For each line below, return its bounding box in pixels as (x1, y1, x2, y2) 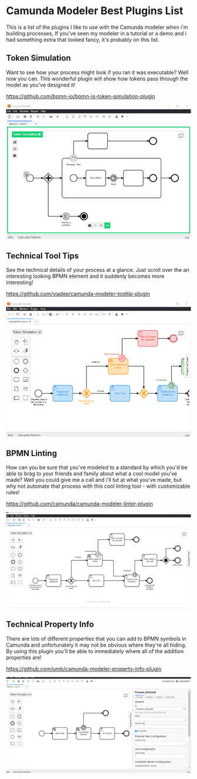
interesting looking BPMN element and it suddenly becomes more (6, 272, 165, 279)
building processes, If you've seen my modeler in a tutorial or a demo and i (6, 29, 186, 36)
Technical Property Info (6, 620, 94, 630)
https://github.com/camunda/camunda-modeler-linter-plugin (6, 500, 154, 507)
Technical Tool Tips (6, 251, 79, 261)
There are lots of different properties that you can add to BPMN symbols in (6, 635, 186, 642)
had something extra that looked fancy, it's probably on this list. (6, 36, 159, 43)
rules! (6, 489, 20, 496)
